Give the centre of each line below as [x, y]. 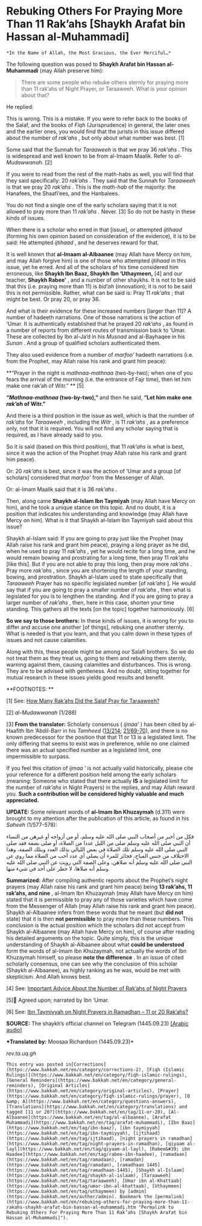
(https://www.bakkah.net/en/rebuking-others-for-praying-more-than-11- [98, 1202]
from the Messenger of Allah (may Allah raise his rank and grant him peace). [101, 906]
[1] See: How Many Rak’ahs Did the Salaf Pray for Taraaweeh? [83, 701]
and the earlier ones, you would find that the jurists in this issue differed [95, 131]
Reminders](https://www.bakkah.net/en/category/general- [103, 1080]
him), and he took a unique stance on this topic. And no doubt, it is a [91, 507]
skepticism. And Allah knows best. [49, 976]
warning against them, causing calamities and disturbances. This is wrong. [99, 664]
